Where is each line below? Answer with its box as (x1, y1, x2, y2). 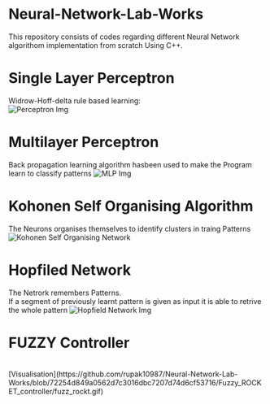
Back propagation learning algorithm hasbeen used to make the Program (8, 159, 252, 169)
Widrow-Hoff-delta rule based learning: (8, 95, 141, 106)
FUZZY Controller (8, 333, 130, 352)
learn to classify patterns (8, 168, 92, 178)
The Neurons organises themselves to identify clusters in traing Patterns (8, 224, 251, 233)
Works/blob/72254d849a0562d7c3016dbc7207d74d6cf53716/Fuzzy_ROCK (8, 377, 262, 387)
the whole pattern (8, 305, 68, 315)
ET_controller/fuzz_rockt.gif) (8, 386, 104, 396)
